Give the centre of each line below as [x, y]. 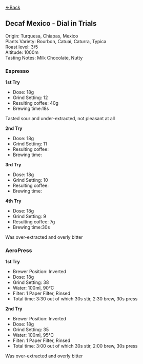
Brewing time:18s [31, 109]
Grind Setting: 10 [30, 180]
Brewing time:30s [31, 227]
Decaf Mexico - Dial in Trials [51, 23]
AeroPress [19, 251]
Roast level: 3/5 [22, 47]
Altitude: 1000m [22, 52]
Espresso [17, 71]
